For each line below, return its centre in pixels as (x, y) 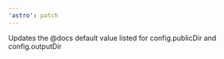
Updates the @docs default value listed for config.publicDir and (112, 38)
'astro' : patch (33, 15)
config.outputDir (35, 46)
